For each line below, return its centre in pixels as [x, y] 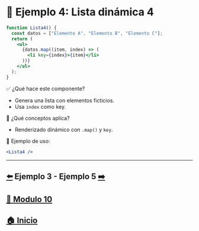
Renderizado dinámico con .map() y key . [64, 129]
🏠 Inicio [22, 220]
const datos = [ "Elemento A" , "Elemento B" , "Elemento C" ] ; [87, 33]
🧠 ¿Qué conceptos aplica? [38, 118]
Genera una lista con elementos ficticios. [64, 100]
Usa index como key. [40, 106]
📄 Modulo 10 [29, 199]
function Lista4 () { [32, 28]
